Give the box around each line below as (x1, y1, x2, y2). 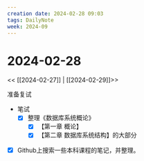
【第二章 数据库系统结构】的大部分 (37, 131, 137, 139)
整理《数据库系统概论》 (27, 114, 95, 122)
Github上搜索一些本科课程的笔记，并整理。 (17, 146, 140, 154)
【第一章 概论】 (37, 122, 83, 130)
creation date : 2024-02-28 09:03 (7, 10, 104, 17)
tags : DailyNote (7, 17, 54, 24)
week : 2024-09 (7, 23, 48, 30)
